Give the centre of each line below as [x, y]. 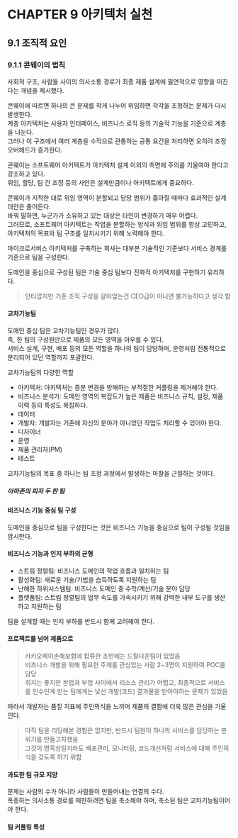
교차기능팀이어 [210, 800]
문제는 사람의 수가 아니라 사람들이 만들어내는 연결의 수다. [86, 792]
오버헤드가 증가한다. [35, 150]
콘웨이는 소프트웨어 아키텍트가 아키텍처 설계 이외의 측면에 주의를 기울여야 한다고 [118, 164]
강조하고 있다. [27, 174]
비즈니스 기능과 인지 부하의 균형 [50, 554]
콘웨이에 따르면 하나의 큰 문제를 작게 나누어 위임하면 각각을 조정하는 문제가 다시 [117, 105]
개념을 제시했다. [42, 90]
